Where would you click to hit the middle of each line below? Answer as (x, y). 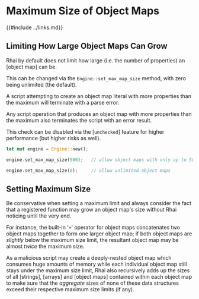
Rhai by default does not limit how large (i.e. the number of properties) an (96, 60)
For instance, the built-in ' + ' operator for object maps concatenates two (93, 228)
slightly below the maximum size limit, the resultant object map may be (92, 240)
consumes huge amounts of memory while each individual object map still (97, 264)
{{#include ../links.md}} (35, 27)
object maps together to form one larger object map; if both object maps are (99, 234)
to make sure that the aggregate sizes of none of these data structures (93, 283)
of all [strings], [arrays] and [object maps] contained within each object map (99, 277)
